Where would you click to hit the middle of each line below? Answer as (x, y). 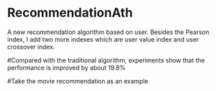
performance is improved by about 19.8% (67, 67)
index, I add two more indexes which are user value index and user (103, 39)
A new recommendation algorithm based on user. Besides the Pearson (108, 32)
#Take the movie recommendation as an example (78, 81)
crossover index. (31, 47)
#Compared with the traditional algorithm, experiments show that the (106, 60)
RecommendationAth (70, 13)
